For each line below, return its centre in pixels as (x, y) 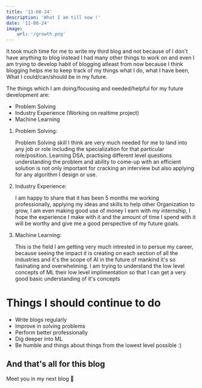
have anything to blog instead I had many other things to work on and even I (100, 58)
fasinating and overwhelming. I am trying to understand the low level (100, 266)
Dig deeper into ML (39, 339)
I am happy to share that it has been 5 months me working (87, 198)
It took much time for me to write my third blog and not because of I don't (97, 51)
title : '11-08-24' (29, 12)
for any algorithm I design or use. (56, 174)
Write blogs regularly (41, 320)
